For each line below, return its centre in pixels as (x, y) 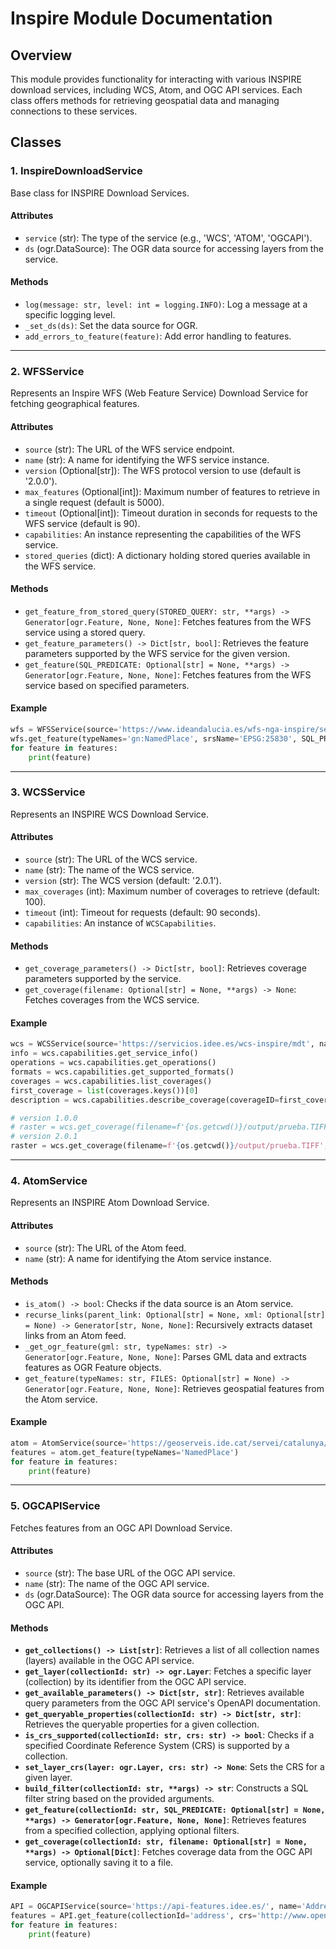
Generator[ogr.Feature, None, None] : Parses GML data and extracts (165, 1356)
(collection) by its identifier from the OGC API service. (135, 1682)
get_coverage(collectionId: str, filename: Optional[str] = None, (166, 1842)
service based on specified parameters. (107, 685)
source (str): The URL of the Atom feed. (105, 1248)
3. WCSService (48, 792)
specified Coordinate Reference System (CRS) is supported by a (157, 1746)
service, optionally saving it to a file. (99, 1863)
